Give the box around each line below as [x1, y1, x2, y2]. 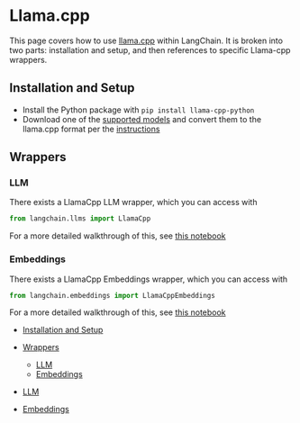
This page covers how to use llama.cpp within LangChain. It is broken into [9, 35, 284, 46]
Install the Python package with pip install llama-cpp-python [22, 104, 255, 115]
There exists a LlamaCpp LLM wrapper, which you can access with [9, 197, 258, 208]
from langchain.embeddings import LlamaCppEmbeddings [9, 291, 216, 300]
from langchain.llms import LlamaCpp [9, 214, 151, 223]
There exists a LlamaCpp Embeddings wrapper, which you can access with [9, 274, 288, 284]
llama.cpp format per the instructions [22, 123, 160, 134]
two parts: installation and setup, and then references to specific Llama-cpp [9, 44, 291, 55]
